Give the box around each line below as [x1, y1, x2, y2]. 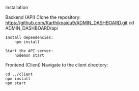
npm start [5, 81, 26, 86]
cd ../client [5, 72, 33, 77]
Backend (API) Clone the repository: [5, 14, 81, 20]
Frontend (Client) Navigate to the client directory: [5, 62, 108, 68]
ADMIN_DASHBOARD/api [5, 25, 58, 31]
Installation [5, 5, 29, 10]
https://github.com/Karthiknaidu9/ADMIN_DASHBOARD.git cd [5, 20, 134, 26]
